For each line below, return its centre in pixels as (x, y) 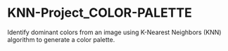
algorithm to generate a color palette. (61, 39)
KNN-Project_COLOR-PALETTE (100, 13)
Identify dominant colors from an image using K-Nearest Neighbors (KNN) (114, 32)
